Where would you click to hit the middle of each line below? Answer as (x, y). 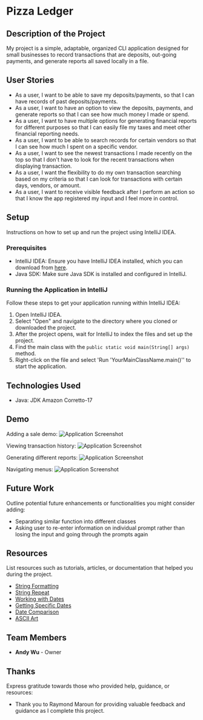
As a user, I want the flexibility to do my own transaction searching (98, 172)
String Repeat (32, 593)
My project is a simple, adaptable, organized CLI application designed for (98, 48)
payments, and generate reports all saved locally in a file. (78, 61)
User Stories (30, 80)
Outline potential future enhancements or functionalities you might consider (101, 503)
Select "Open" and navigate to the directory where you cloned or (96, 321)
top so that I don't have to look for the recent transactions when (95, 159)
